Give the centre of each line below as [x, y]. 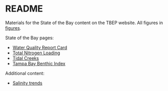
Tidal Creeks [26, 58]
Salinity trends [27, 83]
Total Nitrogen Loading [36, 53]
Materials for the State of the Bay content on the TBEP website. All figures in [84, 23]
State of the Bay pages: [29, 38]
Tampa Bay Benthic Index [39, 63]
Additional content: [25, 73]
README [24, 9]
